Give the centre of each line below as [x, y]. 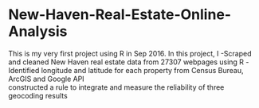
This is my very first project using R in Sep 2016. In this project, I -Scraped [130, 53]
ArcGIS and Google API [47, 79]
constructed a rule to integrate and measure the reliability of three [116, 87]
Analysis [38, 31]
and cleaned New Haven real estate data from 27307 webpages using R [126, 62]
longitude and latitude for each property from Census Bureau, [142, 70]
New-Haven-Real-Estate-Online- [120, 15]
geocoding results [38, 95]
